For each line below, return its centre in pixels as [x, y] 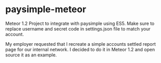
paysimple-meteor [46, 9]
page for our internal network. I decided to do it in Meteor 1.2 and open [80, 49]
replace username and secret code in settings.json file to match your [78, 28]
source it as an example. [31, 55]
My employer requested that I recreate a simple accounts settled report [81, 44]
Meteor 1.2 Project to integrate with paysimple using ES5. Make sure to [80, 23]
